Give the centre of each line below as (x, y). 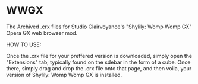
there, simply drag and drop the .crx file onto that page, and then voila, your (99, 68)
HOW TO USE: (24, 44)
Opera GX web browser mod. (42, 33)
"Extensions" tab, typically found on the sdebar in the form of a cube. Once (98, 62)
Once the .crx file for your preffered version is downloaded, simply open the (99, 56)
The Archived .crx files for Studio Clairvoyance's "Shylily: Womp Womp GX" (99, 27)
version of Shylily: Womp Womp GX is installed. (64, 75)
